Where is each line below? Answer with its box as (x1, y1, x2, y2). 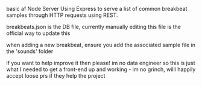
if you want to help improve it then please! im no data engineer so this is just (6, 60, 195, 66)
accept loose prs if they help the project (6, 72, 106, 79)
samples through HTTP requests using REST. (6, 11, 118, 19)
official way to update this (6, 30, 71, 37)
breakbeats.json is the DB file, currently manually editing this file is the (6, 24, 181, 30)
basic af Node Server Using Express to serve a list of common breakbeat (6, 5, 188, 12)
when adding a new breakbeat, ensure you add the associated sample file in (6, 42, 196, 48)
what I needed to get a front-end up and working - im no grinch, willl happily (6, 66, 196, 73)
